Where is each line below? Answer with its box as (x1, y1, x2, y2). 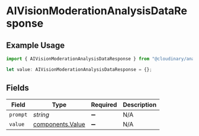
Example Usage (6, 40, 65, 50)
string (33, 111, 50, 119)
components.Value (33, 120, 86, 128)
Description (123, 101, 157, 109)
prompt (9, 111, 28, 118)
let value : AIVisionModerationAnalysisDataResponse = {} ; (6, 66, 152, 72)
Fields (6, 83, 30, 93)
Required (91, 101, 117, 109)
